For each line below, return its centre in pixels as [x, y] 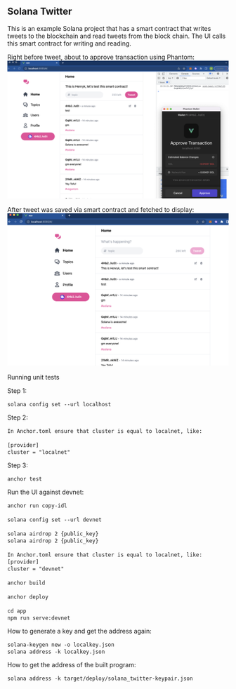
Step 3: [18, 465]
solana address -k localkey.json [56, 652]
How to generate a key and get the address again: [80, 631]
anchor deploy [28, 597]
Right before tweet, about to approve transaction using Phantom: [101, 57]
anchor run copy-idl [38, 506]
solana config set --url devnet [54, 520]
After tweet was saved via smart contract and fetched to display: [101, 209]
